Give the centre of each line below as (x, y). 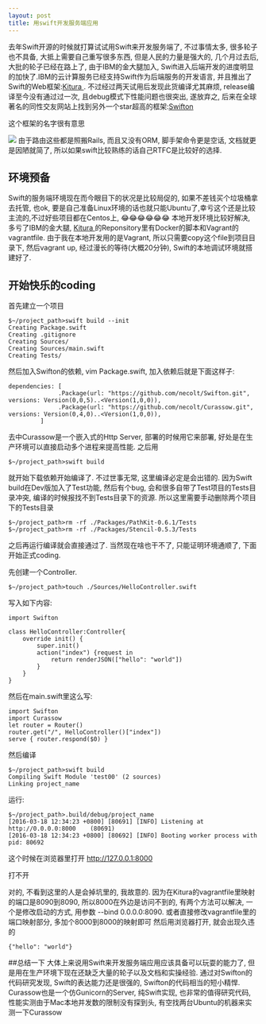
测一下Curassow (35, 1012)
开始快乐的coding (52, 285)
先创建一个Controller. (43, 572)
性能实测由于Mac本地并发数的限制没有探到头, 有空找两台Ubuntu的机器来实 (130, 1003)
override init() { (53, 639)
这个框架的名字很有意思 (46, 123)
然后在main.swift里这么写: (50, 696)
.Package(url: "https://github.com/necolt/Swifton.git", (154, 394)
